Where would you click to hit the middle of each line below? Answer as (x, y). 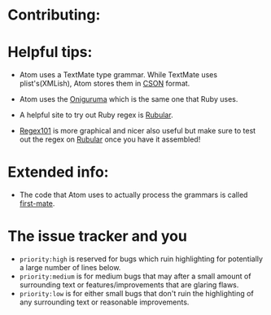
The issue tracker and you (98, 236)
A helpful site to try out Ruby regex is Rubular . (96, 115)
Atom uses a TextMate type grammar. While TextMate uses (118, 75)
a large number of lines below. (70, 267)
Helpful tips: (50, 52)
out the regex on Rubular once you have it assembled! (110, 139)
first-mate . (37, 203)
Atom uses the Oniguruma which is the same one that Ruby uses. (129, 99)
